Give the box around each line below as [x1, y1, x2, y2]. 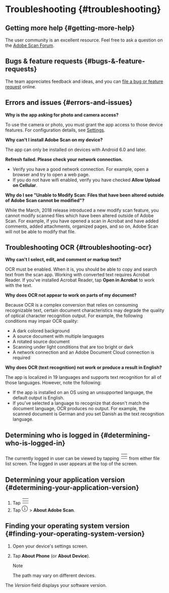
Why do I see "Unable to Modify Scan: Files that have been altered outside [5, 192, 164, 198]
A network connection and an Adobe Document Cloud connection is [12, 350, 155, 356]
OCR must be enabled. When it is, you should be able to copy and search [5, 266, 157, 272]
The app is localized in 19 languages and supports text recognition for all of [5, 374, 161, 380]
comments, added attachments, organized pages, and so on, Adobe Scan [5, 223, 158, 229]
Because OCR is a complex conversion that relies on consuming [5, 302, 138, 308]
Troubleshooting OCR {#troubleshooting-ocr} [5, 243, 152, 252]
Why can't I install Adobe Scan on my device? [5, 136, 103, 142]
